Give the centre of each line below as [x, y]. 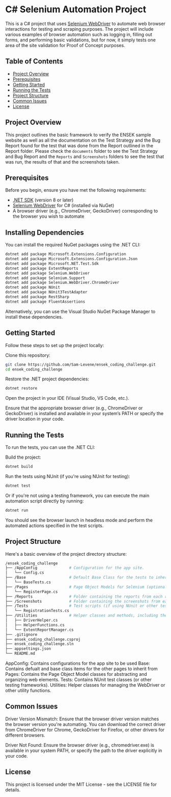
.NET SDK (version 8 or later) [43, 200]
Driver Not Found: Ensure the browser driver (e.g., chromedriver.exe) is [80, 745]
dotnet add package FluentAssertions [45, 302]
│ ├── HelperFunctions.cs [35, 625]
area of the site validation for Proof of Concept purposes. [65, 45]
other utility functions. [28, 690]
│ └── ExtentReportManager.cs [39, 630]
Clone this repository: [28, 355]
